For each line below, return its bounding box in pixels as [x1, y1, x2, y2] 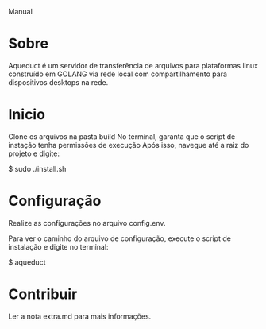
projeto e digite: [8, 149, 60, 158]
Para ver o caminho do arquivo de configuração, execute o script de [8, 234, 232, 243]
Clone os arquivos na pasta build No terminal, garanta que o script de [8, 131, 236, 141]
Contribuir [8, 285, 78, 303]
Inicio [8, 106, 46, 124]
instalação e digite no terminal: [8, 242, 109, 251]
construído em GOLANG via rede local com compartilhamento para [8, 69, 228, 79]
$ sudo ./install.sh [8, 164, 67, 173]
